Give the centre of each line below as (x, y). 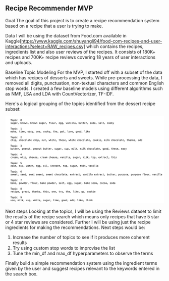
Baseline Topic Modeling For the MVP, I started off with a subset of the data (84, 72)
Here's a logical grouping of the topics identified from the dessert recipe (80, 104)
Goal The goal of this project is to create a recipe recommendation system (82, 20)
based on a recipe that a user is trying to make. (54, 26)
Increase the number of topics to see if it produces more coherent (81, 237)
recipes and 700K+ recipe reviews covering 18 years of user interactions (80, 57)
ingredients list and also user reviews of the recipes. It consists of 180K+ (80, 52)
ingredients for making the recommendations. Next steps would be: (75, 227)
